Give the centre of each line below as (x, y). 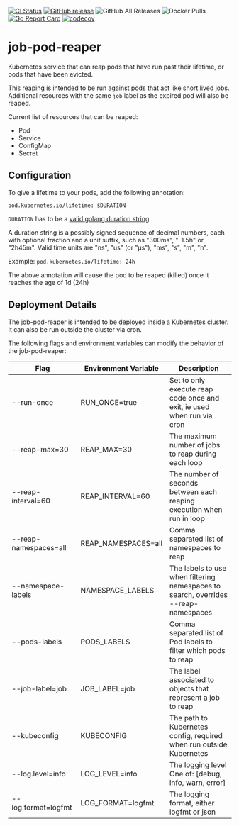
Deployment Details (52, 305)
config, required (196, 735)
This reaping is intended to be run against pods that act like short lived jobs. (119, 88)
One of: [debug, (196, 774)
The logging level (198, 764)
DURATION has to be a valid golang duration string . (80, 218)
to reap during (193, 454)
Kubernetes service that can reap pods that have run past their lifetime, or (116, 67)
